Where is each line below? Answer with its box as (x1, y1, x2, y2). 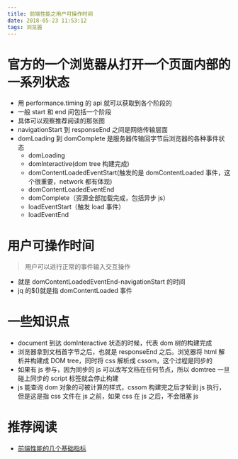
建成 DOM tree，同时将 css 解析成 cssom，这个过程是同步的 (36, 356, 213, 365)
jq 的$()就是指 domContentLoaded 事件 (17, 287, 132, 295)
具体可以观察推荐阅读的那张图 (17, 116, 105, 125)
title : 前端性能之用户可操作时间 (7, 10, 93, 18)
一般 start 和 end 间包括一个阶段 (17, 108, 112, 116)
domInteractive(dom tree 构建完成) (28, 160, 130, 168)
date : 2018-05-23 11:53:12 (7, 17, 87, 24)
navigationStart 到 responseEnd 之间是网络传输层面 (17, 126, 169, 134)
